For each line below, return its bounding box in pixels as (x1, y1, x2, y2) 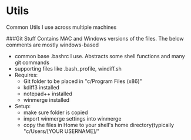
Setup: (14, 102, 31, 109)
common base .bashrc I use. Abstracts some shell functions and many (14, 52, 185, 59)
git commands (14, 59, 50, 66)
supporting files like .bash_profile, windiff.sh (14, 65, 122, 72)
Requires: (14, 71, 38, 78)
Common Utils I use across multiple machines (6, 24, 117, 31)
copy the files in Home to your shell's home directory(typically (23, 121, 175, 128)
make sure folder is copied (23, 109, 88, 116)
